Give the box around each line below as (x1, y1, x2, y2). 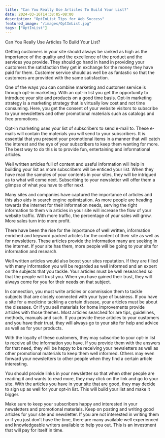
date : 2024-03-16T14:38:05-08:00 (5, 12, 74, 17)
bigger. (5, 392, 20, 398)
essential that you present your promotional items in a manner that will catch (5, 136, 160, 142)
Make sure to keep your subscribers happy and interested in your (5, 401, 138, 407)
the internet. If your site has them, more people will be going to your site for (5, 243, 159, 249)
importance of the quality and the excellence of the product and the (5, 54, 143, 60)
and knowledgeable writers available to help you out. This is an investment (5, 422, 157, 428)
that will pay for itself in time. (5, 427, 64, 433)
